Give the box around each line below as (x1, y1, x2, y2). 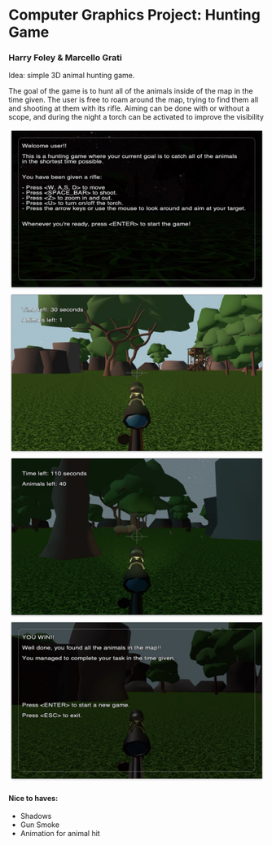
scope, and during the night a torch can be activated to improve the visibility (8, 112, 265, 122)
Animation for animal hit (20, 829, 100, 838)
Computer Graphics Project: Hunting (8, 6, 261, 24)
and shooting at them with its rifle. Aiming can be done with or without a (8, 103, 250, 113)
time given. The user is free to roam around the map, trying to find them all (8, 95, 259, 105)
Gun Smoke (20, 820, 59, 830)
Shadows (20, 812, 52, 821)
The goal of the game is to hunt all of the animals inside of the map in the (8, 86, 254, 96)
